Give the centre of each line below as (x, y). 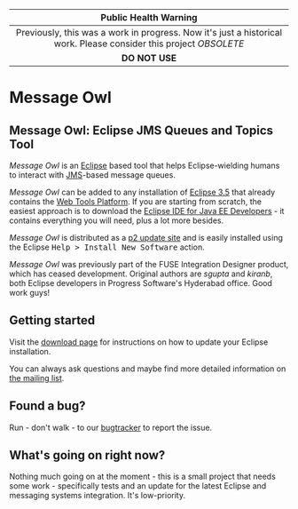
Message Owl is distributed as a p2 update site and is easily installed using (146, 238)
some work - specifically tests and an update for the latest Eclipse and (138, 486)
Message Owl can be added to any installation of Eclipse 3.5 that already (142, 192)
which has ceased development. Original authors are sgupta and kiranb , (141, 274)
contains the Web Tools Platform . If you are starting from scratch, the (135, 202)
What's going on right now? (87, 455)
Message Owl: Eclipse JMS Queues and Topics (141, 130)
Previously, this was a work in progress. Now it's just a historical (149, 32)
